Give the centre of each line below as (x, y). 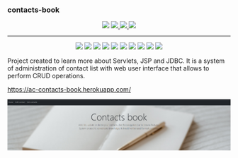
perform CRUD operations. (46, 76)
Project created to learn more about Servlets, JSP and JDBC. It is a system (116, 61)
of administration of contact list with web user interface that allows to (108, 68)
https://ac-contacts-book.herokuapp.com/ (69, 90)
